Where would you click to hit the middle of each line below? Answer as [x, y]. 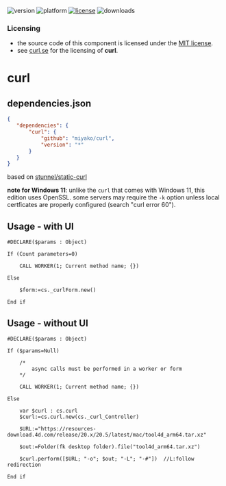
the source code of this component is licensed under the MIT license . [115, 43]
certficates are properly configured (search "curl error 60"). [91, 205]
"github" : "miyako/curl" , [78, 138]
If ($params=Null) [33, 351]
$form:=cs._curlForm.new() [58, 290]
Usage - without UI [48, 323]
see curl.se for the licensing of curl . [67, 51]
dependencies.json [49, 103]
